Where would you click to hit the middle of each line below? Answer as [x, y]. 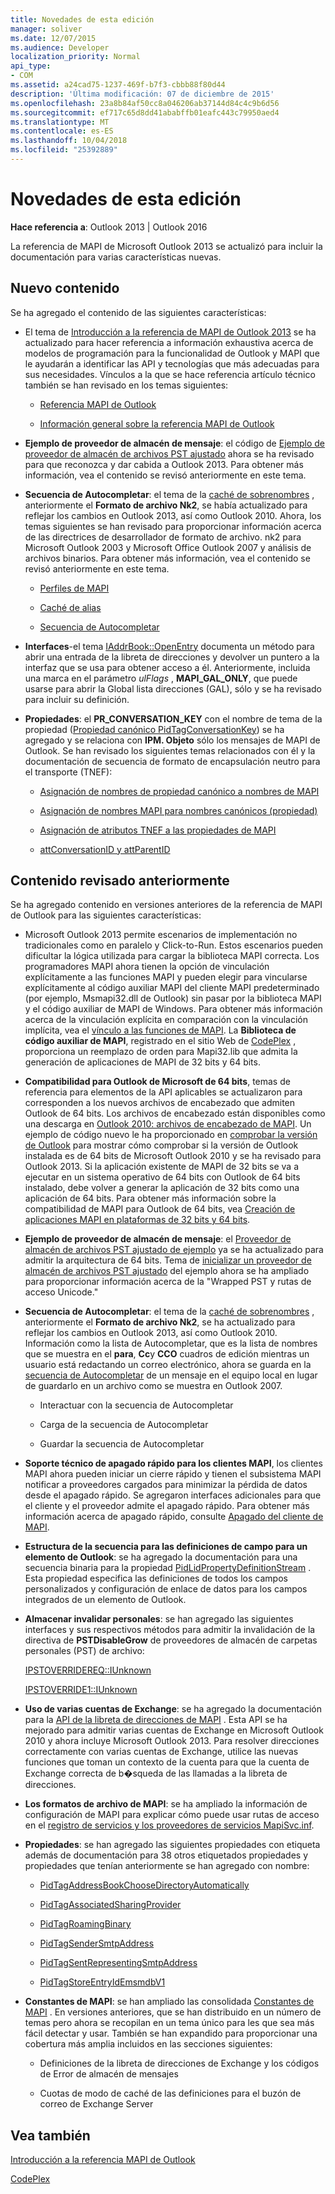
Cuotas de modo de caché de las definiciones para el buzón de [170, 2093]
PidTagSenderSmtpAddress [97, 1943]
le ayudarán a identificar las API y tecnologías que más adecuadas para [172, 363]
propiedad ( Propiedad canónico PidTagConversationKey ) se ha [154, 729]
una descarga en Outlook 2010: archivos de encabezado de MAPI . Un [168, 1124]
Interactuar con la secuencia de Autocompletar [136, 1405]
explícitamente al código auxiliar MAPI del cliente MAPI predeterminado [172, 988]
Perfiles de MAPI [74, 588]
